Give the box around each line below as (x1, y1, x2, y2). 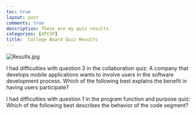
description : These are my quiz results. (6, 25, 112, 32)
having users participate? (6, 84, 69, 90)
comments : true (6, 20, 44, 26)
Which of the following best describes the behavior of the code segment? (6, 102, 189, 108)
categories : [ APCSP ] (6, 31, 58, 37)
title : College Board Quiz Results (6, 37, 98, 43)
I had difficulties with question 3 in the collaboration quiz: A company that (6, 65, 189, 72)
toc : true (6, 8, 31, 15)
